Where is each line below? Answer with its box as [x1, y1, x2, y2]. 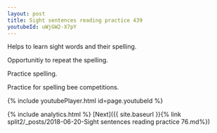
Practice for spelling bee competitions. [7, 83, 119, 92]
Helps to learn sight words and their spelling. [7, 43, 137, 51]
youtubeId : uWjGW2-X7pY [7, 23, 77, 30]
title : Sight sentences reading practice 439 [7, 17, 143, 24]
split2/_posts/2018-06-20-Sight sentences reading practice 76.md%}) [7, 118, 211, 126]
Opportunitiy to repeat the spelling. [7, 56, 109, 64]
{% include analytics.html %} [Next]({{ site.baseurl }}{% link [7, 110, 181, 119]
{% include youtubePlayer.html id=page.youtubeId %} [7, 97, 164, 105]
